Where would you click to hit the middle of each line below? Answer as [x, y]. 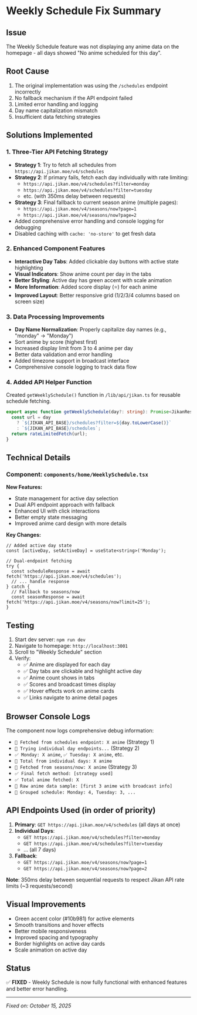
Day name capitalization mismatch [56, 110]
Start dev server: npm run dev [50, 639]
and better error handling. [37, 989]
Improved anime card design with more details [71, 524]
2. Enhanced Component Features [56, 249]
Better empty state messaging [51, 517]
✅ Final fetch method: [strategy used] [64, 773]
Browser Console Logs [48, 716]
